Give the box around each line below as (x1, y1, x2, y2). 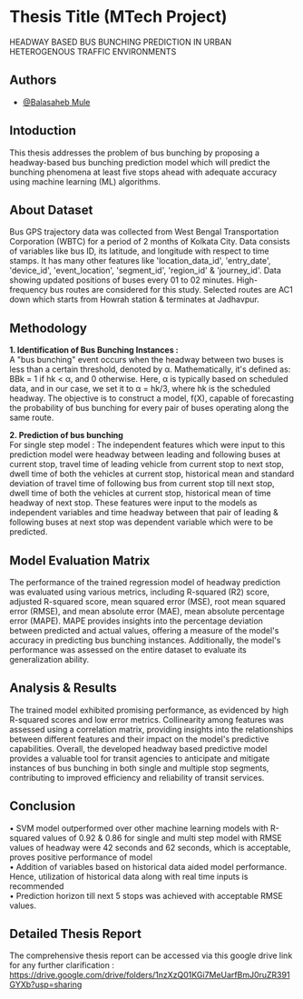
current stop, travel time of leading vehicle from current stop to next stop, (9, 459, 284, 470)
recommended (9, 880, 64, 892)
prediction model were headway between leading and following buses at (9, 449, 281, 460)
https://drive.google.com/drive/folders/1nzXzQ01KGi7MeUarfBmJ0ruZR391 (9, 970, 290, 981)
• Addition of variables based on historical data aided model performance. (9, 861, 288, 872)
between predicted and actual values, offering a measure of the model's (9, 625, 279, 635)
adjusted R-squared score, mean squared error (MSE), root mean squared (9, 596, 286, 606)
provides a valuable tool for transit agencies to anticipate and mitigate (9, 753, 270, 764)
